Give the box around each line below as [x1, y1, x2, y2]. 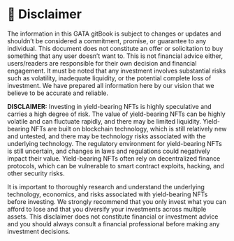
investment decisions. [7, 227, 71, 235]
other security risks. [7, 169, 65, 177]
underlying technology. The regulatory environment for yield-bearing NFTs [7, 139, 222, 147]
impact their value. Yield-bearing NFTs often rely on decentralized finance [7, 154, 221, 163]
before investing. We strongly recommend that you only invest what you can [7, 197, 227, 205]
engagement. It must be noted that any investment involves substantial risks [7, 66, 226, 75]
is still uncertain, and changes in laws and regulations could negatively [7, 147, 211, 155]
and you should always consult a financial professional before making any [7, 219, 220, 228]
